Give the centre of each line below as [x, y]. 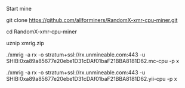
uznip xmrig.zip [25, 43]
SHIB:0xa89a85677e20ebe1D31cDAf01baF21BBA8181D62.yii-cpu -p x [92, 79]
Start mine [19, 9]
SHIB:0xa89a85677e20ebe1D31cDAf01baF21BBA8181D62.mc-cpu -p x [93, 61]
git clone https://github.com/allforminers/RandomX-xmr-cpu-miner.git [92, 20]
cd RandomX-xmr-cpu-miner [42, 32]
